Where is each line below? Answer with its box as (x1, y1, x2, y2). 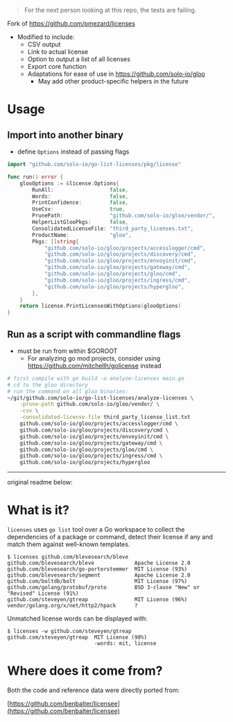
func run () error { (7, 173, 64, 180)
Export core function (27, 63, 87, 70)
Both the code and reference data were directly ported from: (7, 686, 180, 694)
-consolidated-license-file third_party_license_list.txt (19, 413, 191, 421)
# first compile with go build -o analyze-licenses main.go (7, 375, 185, 381)
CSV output (27, 40, 61, 48)
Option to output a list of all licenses (27, 55, 130, 63)
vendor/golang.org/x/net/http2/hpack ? (7, 602, 138, 609)
